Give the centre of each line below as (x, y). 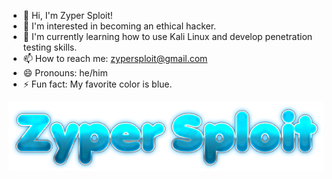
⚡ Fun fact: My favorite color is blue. (97, 84)
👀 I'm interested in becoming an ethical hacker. (119, 26)
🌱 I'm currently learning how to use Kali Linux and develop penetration (167, 36)
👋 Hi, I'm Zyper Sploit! (67, 15)
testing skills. (50, 47)
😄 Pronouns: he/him (65, 73)
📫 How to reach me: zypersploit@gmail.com (115, 58)
